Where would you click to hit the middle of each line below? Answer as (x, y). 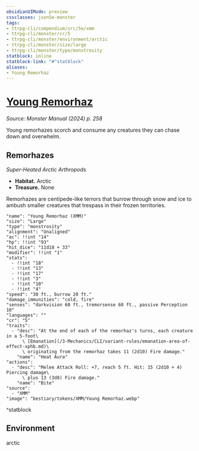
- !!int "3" (27, 279)
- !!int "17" (28, 273)
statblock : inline (29, 56)
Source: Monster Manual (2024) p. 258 (54, 119)
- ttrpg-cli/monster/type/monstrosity (54, 51)
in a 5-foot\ (22, 336)
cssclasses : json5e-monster (41, 17)
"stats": (17, 258)
